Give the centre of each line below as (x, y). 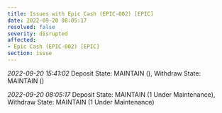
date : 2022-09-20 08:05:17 (47, 20)
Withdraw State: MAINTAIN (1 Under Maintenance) (81, 102)
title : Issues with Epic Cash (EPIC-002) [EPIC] (81, 14)
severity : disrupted (38, 34)
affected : (22, 40)
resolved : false (31, 27)
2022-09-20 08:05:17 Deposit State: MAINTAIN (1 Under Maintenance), (111, 94)
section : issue (30, 54)
